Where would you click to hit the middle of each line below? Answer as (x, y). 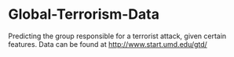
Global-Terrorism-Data (84, 14)
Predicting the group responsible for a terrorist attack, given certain (117, 36)
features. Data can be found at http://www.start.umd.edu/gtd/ (108, 44)
